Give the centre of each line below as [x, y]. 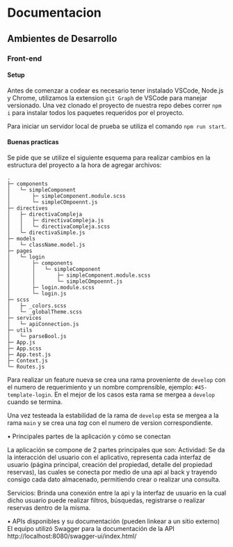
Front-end [25, 59]
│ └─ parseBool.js [37, 336]
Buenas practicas [33, 142]
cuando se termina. [35, 401]
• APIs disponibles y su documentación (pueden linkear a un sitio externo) [114, 521]
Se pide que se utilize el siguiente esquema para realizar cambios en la [109, 157]
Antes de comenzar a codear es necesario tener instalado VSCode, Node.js [115, 90]
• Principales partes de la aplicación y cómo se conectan [89, 436]
